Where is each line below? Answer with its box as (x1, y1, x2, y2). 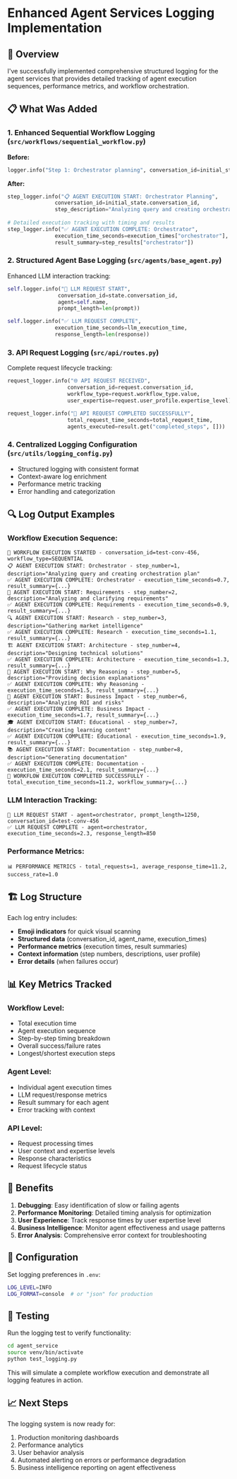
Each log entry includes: (7, 913, 78, 921)
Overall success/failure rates (17, 1042, 101, 1050)
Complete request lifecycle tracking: (7, 364, 113, 372)
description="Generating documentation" (7, 754, 128, 761)
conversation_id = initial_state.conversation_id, (54, 199, 200, 206)
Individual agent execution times (17, 1083, 112, 1091)
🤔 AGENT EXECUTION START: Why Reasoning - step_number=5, (7, 668, 181, 676)
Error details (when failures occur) (17, 957, 119, 965)
